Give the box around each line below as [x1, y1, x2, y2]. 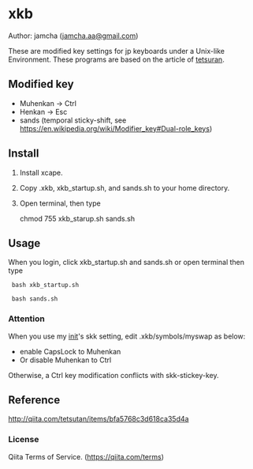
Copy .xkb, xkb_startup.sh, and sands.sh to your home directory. [19, 183, 230, 192]
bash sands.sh [11, 295, 58, 303]
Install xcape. [19, 168, 63, 177]
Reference [8, 393, 61, 407]
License [8, 434, 39, 445]
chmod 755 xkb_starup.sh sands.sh [19, 214, 136, 223]
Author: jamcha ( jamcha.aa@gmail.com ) [8, 31, 139, 40]
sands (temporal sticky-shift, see [19, 115, 127, 125]
